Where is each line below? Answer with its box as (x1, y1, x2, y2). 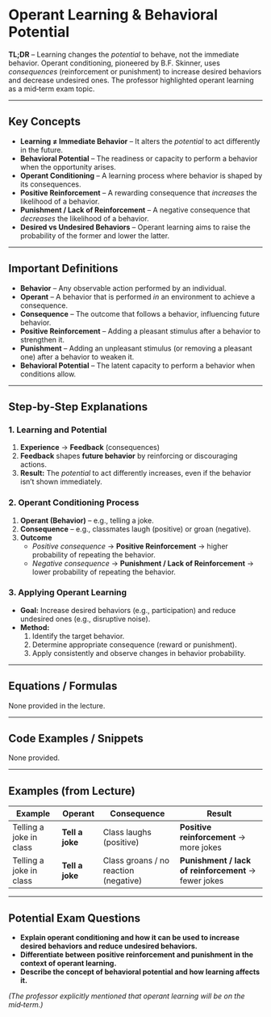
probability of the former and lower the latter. (19, 230, 170, 240)
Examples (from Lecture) (8, 784, 135, 797)
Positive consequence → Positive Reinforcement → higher (31, 541, 228, 551)
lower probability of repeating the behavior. (31, 567, 176, 577)
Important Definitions (8, 262, 119, 275)
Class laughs (102, 826, 152, 838)
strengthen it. (19, 334, 65, 344)
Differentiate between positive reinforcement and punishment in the (19, 950, 254, 960)
